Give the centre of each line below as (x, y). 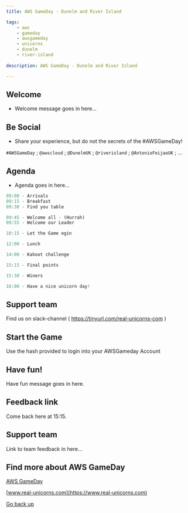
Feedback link (32, 402)
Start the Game (34, 337)
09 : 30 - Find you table (35, 207)
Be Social (23, 127)
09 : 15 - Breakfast (28, 201)
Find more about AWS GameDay (66, 468)
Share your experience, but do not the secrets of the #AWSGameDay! (98, 141)
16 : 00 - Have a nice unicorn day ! (48, 286)
